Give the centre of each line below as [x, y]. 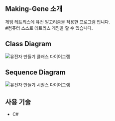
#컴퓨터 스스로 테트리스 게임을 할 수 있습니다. [49, 28]
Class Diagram [28, 44]
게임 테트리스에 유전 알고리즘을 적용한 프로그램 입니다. [58, 22]
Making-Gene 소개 [34, 9]
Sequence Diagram [35, 73]
